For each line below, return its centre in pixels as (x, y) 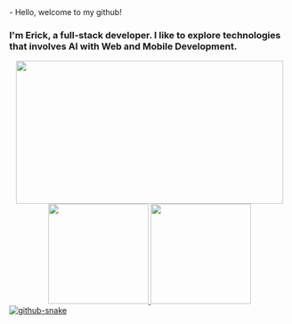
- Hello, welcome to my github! (65, 12)
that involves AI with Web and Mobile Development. (123, 46)
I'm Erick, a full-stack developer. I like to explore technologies (145, 35)
